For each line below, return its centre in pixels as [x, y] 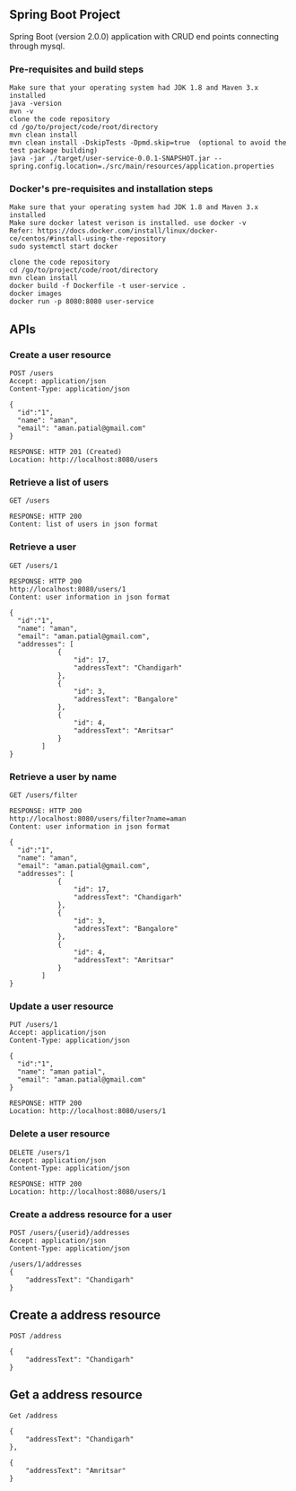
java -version [36, 104]
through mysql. [37, 46]
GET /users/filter [44, 795]
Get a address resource [76, 1395]
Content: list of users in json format [84, 524]
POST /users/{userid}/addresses [70, 1232]
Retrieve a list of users [59, 482]
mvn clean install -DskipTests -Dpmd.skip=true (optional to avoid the [148, 143]
